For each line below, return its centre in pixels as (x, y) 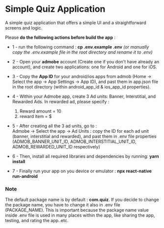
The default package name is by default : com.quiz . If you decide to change (82, 199)
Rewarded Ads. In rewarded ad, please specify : (61, 101)
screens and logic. (24, 28)
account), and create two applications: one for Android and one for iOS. (84, 67)
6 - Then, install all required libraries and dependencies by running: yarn (85, 156)
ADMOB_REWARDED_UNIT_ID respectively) (56, 146)
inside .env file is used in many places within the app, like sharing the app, (80, 215)
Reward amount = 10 (40, 111)
